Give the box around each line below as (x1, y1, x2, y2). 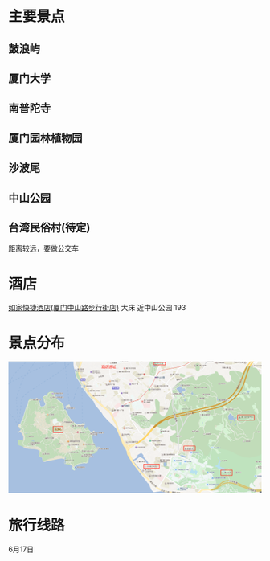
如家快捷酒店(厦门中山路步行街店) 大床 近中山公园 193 (8, 303, 186, 313)
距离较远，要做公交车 (8, 244, 79, 253)
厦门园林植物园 (8, 131, 83, 145)
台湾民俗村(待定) (8, 220, 91, 234)
